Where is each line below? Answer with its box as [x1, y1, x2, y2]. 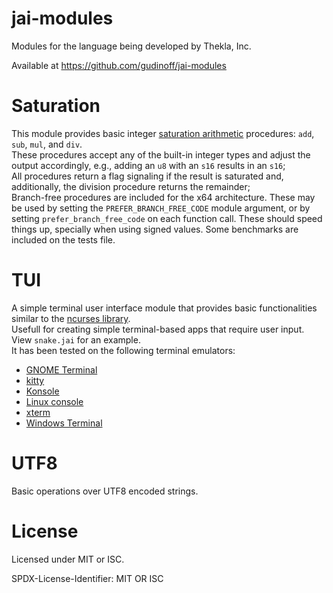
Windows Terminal [25, 417, 103, 429]
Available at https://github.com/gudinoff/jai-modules [11, 59, 227, 71]
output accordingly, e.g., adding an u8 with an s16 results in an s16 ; [11, 159, 286, 171]
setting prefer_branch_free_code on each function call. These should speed [11, 212, 323, 224]
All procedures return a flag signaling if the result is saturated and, [11, 170, 284, 182]
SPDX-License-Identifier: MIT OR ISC [11, 572, 164, 584]
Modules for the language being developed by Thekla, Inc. [11, 40, 252, 52]
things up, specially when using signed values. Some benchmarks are [11, 223, 299, 235]
